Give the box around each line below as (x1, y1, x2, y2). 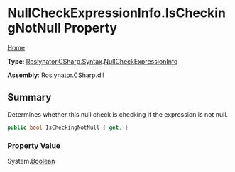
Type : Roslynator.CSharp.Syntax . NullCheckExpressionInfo (7, 57, 178, 65)
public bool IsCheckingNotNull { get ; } (7, 124, 129, 131)
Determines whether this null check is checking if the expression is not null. (7, 110, 229, 118)
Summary (7, 91, 52, 103)
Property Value (7, 140, 61, 150)
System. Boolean (7, 156, 55, 165)
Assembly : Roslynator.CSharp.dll (7, 71, 104, 79)
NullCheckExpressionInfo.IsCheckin (7, 5, 226, 21)
